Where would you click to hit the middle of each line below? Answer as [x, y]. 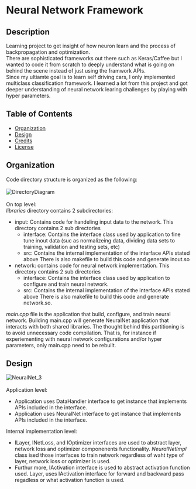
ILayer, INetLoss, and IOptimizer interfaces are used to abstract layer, [98, 443]
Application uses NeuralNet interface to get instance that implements [98, 414]
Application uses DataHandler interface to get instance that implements [101, 401]
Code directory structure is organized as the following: [72, 179]
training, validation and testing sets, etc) [71, 247]
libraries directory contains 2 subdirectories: [59, 210]
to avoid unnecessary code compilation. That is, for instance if [81, 333]
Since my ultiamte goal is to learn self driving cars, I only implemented [91, 77]
